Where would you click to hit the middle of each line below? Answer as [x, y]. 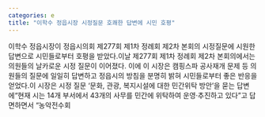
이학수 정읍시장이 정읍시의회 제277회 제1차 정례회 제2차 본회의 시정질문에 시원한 [132, 46]
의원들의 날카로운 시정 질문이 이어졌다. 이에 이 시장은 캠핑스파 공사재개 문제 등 [129, 66]
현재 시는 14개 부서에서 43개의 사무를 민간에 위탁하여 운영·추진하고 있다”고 [132, 95]
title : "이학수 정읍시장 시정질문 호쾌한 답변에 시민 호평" [92, 23]
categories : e [32, 15]
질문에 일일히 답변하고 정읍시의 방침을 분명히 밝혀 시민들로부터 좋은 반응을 [143, 75]
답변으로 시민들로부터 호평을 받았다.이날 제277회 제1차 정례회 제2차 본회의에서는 [132, 56]
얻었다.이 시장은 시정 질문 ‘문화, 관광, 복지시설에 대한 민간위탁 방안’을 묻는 [122, 85]
